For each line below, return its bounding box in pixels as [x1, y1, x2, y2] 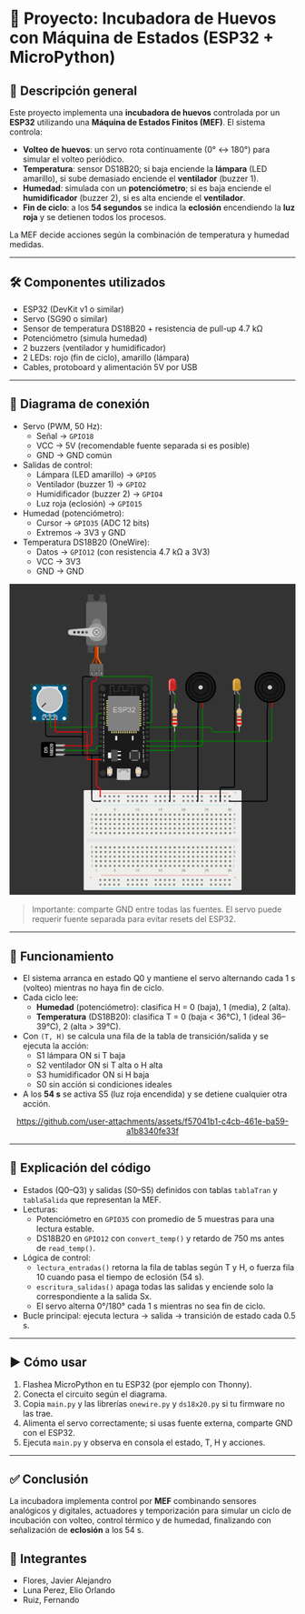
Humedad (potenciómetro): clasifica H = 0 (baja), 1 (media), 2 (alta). [35, 1001, 291, 1012]
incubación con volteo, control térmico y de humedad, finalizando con [9, 1515, 272, 1526]
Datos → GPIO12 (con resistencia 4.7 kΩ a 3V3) [35, 546, 211, 557]
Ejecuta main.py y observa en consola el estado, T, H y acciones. [22, 1437, 266, 1448]
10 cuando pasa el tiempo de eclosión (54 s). [35, 1271, 204, 1282]
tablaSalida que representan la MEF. [22, 1194, 162, 1205]
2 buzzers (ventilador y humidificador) [22, 342, 166, 353]
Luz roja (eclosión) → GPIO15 [35, 497, 143, 508]
